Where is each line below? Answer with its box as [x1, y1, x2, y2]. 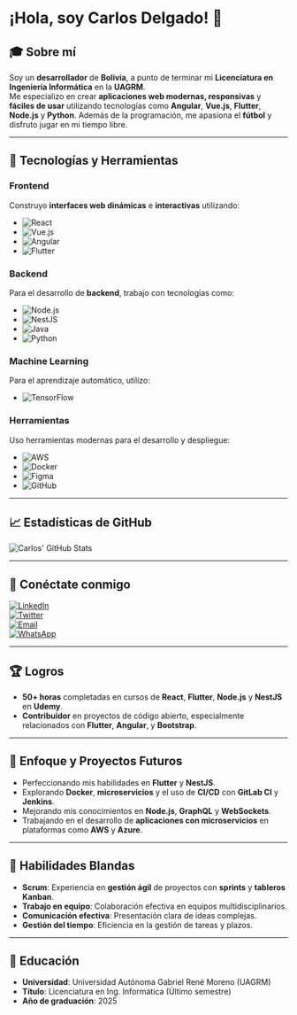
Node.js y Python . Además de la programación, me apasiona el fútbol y [9, 110, 272, 120]
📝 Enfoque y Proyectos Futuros [9, 754, 183, 769]
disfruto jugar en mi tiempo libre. [9, 120, 128, 129]
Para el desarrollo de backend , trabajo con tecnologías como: [9, 287, 234, 298]
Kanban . [21, 891, 55, 902]
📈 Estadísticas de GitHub [9, 515, 153, 530]
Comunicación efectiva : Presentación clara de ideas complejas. [21, 910, 257, 920]
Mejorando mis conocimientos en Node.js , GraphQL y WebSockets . [21, 805, 271, 816]
